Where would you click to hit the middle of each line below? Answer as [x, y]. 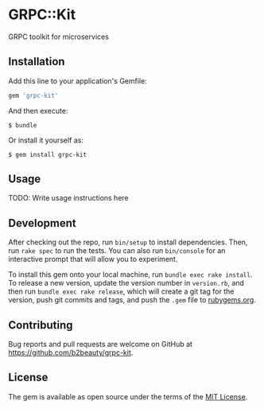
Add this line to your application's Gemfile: [78, 80]
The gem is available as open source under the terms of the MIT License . [128, 396]
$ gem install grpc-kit [48, 154]
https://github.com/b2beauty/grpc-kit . [71, 353]
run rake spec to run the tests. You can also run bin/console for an [117, 251]
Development [43, 223]
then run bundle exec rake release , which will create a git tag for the [121, 291]
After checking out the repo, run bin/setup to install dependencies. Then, [128, 242]
